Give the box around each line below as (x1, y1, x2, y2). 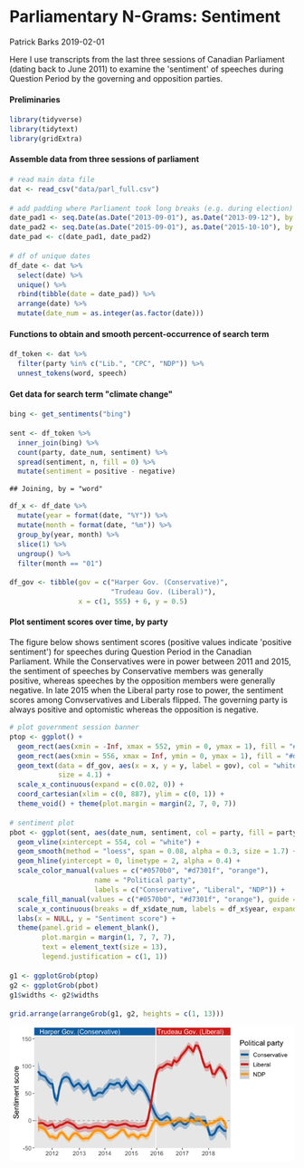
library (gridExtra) (9, 134, 83, 143)
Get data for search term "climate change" (9, 388, 174, 400)
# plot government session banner (9, 723, 140, 732)
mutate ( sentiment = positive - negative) (17, 467, 176, 477)
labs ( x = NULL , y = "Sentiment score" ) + (17, 913, 176, 923)
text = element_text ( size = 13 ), (42, 942, 168, 952)
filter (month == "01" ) (17, 559, 103, 568)
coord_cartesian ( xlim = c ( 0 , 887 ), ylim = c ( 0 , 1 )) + (17, 790, 224, 799)
